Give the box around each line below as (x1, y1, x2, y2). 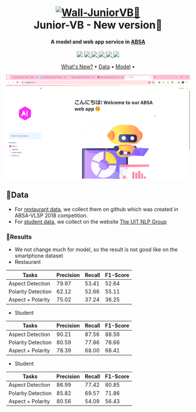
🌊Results (6, 232, 32, 241)
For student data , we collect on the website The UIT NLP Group (14, 218, 167, 225)
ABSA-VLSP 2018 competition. (14, 212, 88, 219)
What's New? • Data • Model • (61, 63, 135, 70)
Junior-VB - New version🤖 (33, 19, 163, 32)
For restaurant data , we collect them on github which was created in (14, 205, 178, 212)
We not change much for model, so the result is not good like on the (14, 246, 178, 253)
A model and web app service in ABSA (50, 38, 146, 45)
